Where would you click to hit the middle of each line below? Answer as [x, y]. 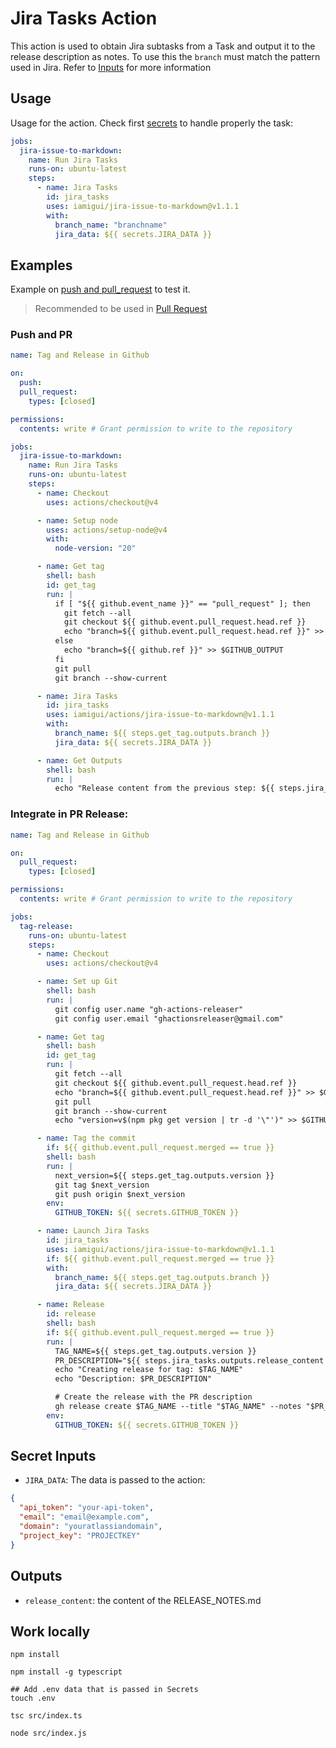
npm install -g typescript [66, 1672]
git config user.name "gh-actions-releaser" [149, 1009]
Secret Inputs [53, 1456]
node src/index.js [48, 1733]
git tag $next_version [102, 1185]
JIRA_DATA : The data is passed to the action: [115, 1480]
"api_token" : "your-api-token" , [87, 1508]
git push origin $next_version [120, 1194]
